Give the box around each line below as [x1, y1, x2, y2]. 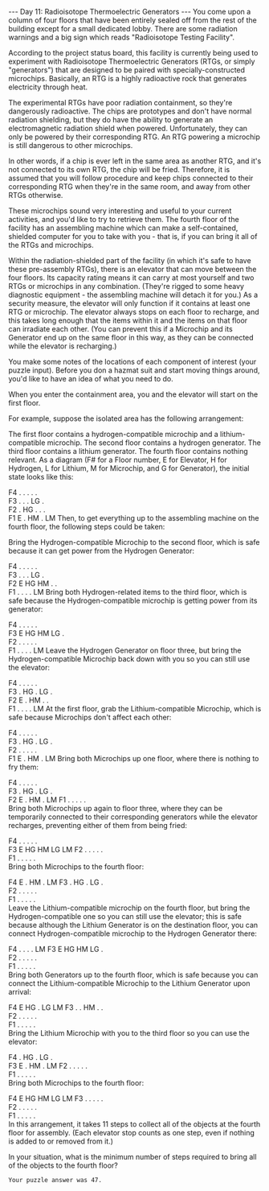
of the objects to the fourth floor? [8, 1160, 119, 1170]
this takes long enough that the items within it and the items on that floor [8, 315, 248, 325]
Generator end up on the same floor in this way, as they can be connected [8, 333, 255, 342]
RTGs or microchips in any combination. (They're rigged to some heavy [8, 282, 245, 291]
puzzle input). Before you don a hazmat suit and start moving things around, [8, 365, 260, 375]
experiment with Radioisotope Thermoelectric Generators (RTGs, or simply [8, 56, 255, 66]
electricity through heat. [8, 82, 88, 92]
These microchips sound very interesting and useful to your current [8, 206, 232, 216]
